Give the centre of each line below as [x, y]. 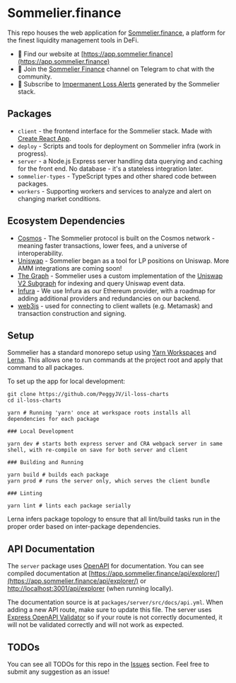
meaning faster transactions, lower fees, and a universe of [102, 245]
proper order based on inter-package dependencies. [84, 526]
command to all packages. [46, 368]
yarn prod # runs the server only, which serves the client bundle [109, 481]
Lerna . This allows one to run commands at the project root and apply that [115, 360]
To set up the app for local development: [66, 381]
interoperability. [40, 253]
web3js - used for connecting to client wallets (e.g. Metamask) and [115, 305]
